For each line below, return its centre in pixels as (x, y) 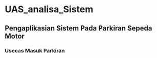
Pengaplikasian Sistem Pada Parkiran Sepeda (78, 28)
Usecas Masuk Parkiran (35, 50)
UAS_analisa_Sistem (49, 9)
